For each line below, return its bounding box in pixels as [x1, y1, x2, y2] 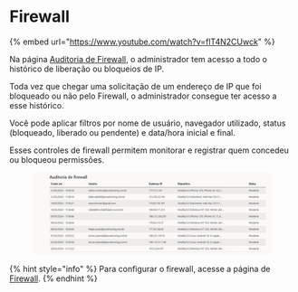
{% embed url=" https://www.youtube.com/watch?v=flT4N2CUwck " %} [9, 36, 276, 47]
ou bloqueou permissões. [9, 154, 105, 165]
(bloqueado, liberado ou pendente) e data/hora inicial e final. [9, 127, 236, 137]
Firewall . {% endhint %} [9, 273, 98, 284]
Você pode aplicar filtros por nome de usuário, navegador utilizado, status [9, 118, 286, 128]
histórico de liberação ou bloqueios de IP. [9, 63, 165, 74]
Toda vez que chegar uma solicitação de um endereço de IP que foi [9, 80, 262, 91]
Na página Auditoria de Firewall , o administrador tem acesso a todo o [9, 53, 267, 64]
